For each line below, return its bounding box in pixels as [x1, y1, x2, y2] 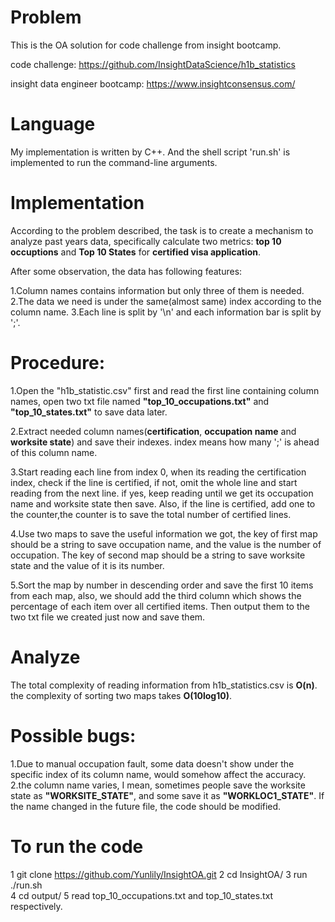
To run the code [10, 835, 144, 858]
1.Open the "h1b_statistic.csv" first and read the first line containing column [10, 384, 320, 396]
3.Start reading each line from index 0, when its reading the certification [10, 466, 307, 478]
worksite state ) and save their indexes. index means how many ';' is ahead [10, 436, 320, 448]
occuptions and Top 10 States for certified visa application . [10, 246, 262, 258]
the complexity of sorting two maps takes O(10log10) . [10, 689, 232, 701]
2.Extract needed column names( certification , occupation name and [10, 425, 297, 437]
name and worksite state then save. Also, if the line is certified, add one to [10, 497, 316, 510]
